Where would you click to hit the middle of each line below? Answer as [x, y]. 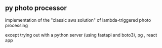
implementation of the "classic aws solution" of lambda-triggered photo [78, 20]
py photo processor [36, 8]
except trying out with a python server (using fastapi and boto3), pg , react [81, 35]
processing [17, 25]
